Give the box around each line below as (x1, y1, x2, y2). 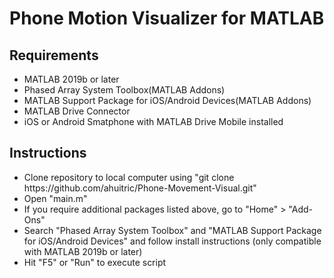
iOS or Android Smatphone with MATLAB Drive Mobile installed (23, 116, 284, 127)
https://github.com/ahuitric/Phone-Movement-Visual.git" (23, 182, 257, 194)
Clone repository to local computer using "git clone (23, 171, 235, 183)
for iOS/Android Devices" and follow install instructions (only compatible (23, 235, 322, 247)
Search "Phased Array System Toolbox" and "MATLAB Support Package (23, 224, 322, 236)
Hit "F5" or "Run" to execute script (23, 256, 167, 268)
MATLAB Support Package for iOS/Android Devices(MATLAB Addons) (23, 95, 312, 106)
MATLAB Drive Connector (23, 105, 131, 117)
